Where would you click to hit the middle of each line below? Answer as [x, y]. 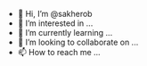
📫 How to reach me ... [59, 52]
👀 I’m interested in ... [55, 23]
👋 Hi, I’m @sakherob [55, 14]
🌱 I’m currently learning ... [65, 33]
